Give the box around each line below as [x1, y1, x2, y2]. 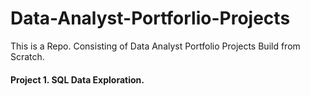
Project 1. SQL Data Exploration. [10, 73, 145, 86]
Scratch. [10, 50, 45, 62]
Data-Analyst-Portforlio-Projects [10, 7, 291, 30]
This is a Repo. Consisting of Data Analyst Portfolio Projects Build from [10, 40, 301, 52]
